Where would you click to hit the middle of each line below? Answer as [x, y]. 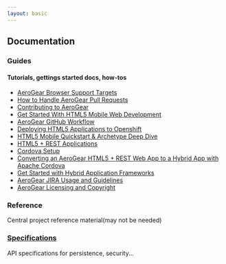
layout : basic [27, 13]
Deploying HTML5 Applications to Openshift [79, 129]
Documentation [41, 42]
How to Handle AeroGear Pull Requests [72, 100]
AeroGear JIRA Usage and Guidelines [70, 180]
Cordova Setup [38, 151]
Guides [20, 60]
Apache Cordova [41, 166]
